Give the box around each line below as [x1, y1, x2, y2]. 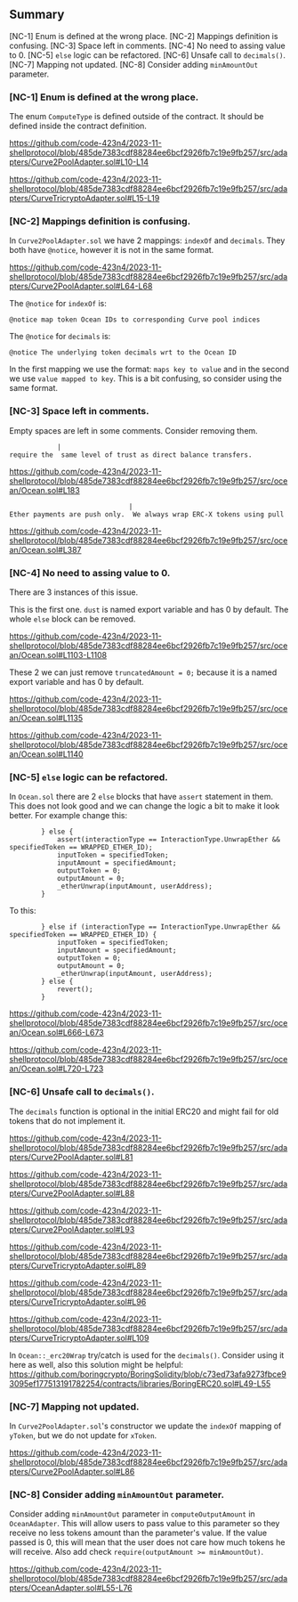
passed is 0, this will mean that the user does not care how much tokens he [9, 1537, 286, 1548]
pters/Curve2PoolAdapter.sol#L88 [9, 1188, 135, 1199]
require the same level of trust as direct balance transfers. [9, 450, 253, 459]
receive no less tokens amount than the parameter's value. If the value [9, 1527, 268, 1539]
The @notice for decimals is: [9, 331, 111, 342]
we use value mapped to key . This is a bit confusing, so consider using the [9, 373, 282, 384]
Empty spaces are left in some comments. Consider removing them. [9, 425, 258, 435]
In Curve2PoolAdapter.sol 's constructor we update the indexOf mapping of [9, 1420, 282, 1431]
